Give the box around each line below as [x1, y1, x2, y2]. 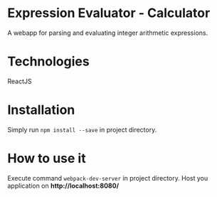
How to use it [7, 151, 87, 166]
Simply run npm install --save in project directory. [7, 125, 157, 134]
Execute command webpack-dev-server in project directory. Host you [7, 174, 208, 182]
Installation [7, 102, 75, 118]
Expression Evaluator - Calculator [7, 5, 211, 21]
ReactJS [7, 77, 32, 85]
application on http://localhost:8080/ [7, 181, 120, 190]
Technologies [7, 53, 90, 70]
